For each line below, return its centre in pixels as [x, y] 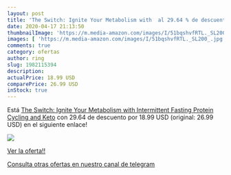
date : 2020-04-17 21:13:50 [46, 26]
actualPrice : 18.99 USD [41, 78]
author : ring [26, 59]
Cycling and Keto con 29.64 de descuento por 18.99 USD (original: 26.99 [110, 117]
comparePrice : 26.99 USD [43, 84]
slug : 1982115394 [32, 65]
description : [26, 71]
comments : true [29, 45]
